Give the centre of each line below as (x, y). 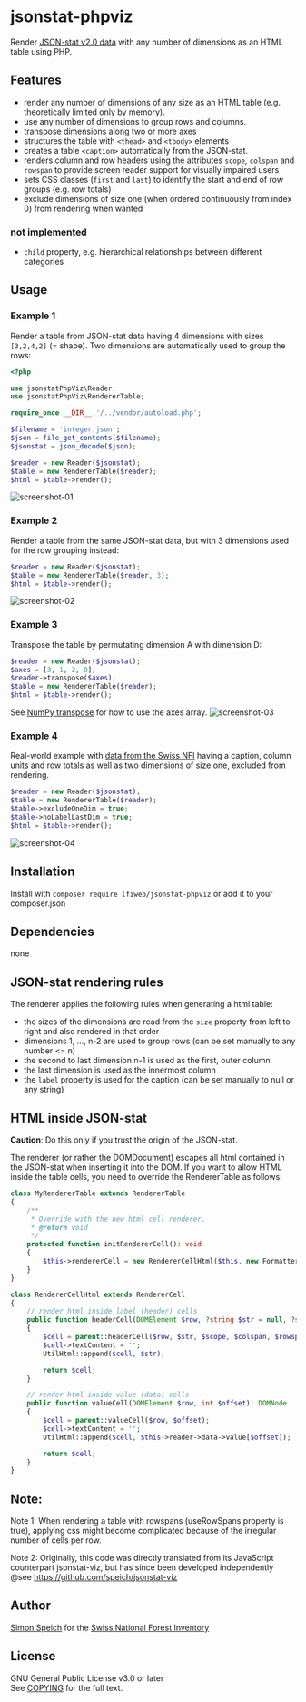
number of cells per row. (56, 1540)
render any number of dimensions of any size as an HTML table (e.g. (152, 102)
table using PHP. (41, 51)
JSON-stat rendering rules (87, 982)
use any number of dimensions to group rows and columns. (135, 121)
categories (44, 262)
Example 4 (34, 736)
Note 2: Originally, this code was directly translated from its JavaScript (142, 1558)
